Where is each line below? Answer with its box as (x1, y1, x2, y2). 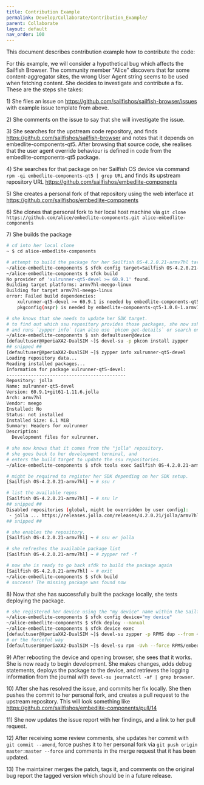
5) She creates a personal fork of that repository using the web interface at (6, 190, 194, 198)
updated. (6, 753, 29, 761)
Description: (6, 428, 39, 435)
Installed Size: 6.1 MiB (6, 417, 69, 424)
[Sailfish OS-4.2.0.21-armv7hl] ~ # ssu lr (6, 495, 118, 502)
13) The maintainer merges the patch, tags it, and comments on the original (6, 765, 194, 773)
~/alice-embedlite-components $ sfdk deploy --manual (6, 620, 146, 626)
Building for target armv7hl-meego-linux (6, 287, 113, 294)
